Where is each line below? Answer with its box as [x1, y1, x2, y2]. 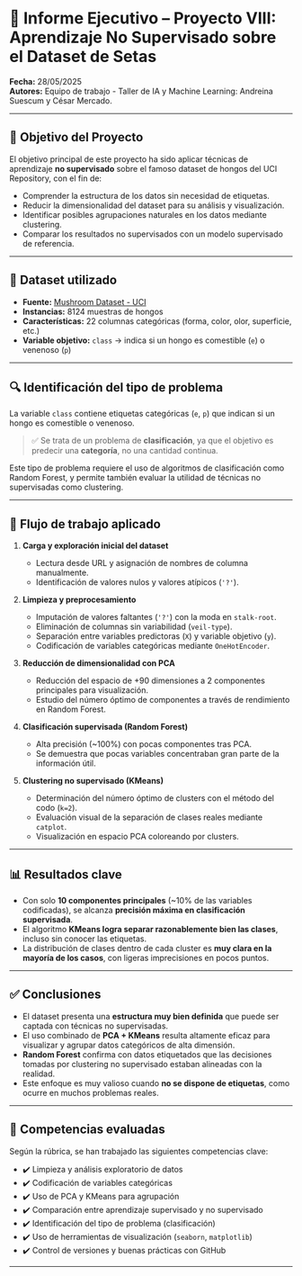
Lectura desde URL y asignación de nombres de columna [35, 558, 249, 569]
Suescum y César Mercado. [9, 94, 112, 106]
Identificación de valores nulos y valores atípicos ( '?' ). [35, 577, 240, 588]
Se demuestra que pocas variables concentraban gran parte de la [35, 749, 280, 759]
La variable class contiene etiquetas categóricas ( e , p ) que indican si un [9, 409, 276, 419]
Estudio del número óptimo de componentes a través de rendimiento [35, 695, 290, 705]
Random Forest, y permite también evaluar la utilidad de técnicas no [9, 472, 262, 483]
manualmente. [35, 567, 89, 579]
